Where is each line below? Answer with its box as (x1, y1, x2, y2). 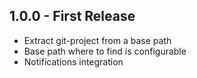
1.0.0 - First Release (9, 8, 136, 25)
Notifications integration (23, 55, 124, 68)
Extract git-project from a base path (23, 34, 172, 46)
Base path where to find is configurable (23, 45, 187, 57)
